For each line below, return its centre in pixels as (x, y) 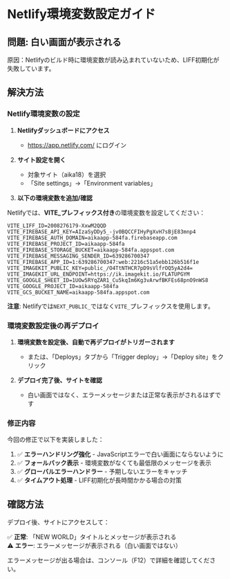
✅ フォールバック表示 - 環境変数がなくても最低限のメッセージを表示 (114, 463)
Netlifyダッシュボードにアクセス (63, 130)
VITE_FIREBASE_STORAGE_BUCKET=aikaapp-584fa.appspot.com (91, 250)
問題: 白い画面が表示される (64, 42)
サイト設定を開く (41, 159)
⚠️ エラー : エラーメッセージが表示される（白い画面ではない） (94, 546)
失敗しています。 (31, 69)
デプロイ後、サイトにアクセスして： (58, 522)
